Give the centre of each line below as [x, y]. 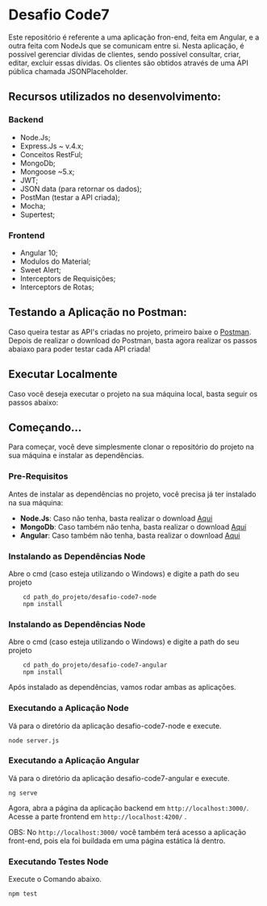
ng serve [23, 793]
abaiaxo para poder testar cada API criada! [79, 349]
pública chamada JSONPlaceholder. [68, 71]
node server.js [34, 740]
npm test [23, 894]
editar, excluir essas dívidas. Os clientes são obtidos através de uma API [128, 63]
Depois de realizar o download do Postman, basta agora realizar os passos [133, 340]
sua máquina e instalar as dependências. [76, 455]
